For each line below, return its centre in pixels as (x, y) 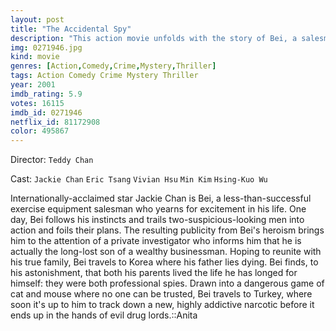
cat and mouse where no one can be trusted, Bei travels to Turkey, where (161, 294)
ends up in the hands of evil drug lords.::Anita (104, 315)
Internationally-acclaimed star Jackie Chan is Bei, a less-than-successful (161, 198)
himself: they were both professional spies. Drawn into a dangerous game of (167, 283)
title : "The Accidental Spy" (71, 29)
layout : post (37, 19)
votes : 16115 (37, 103)
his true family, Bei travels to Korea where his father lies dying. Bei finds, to (164, 262)
